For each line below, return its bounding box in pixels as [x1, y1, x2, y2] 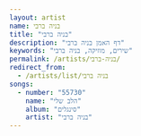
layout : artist [9, 13, 66, 22]
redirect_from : [9, 64, 66, 72]
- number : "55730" [17, 88, 87, 97]
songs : [9, 80, 34, 89]
